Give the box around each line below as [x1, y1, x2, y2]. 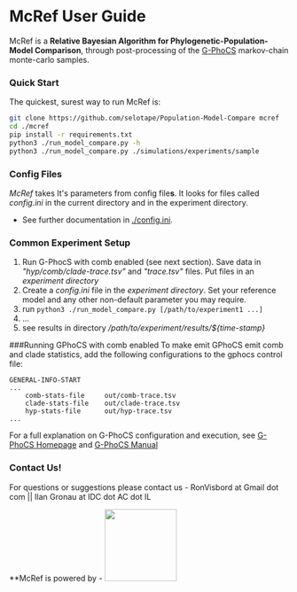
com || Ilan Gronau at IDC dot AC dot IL [9, 491, 152, 502]
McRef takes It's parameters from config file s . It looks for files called [9, 188, 260, 199]
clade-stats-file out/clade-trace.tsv [25, 399, 180, 409]
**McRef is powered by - [9, 573, 103, 583]
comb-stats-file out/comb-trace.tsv [25, 392, 176, 401]
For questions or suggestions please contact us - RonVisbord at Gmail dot [9, 481, 279, 493]
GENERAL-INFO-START [9, 376, 82, 385]
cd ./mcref [9, 122, 50, 131]
